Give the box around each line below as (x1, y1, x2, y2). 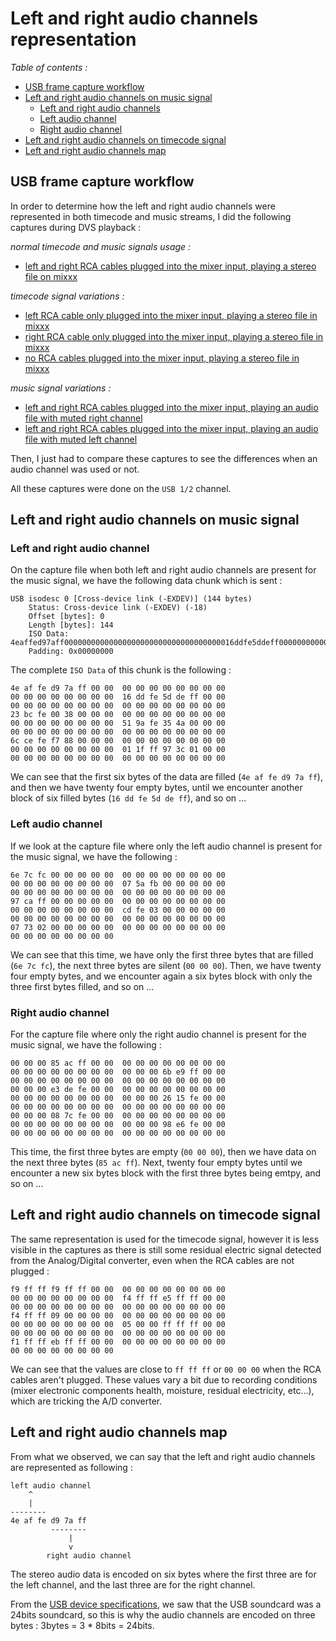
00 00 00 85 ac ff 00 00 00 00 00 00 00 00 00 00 (10, 1058, 226, 1069)
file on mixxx (24, 270, 78, 282)
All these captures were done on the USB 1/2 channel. (10, 482, 232, 494)
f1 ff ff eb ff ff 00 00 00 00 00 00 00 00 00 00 (10, 1337, 226, 1347)
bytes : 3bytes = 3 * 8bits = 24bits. (10, 1619, 155, 1631)
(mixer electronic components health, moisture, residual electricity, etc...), (10, 1384, 315, 1396)
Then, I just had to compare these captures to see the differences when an (10, 452, 318, 464)
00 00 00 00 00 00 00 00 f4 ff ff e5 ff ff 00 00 (10, 1293, 226, 1303)
